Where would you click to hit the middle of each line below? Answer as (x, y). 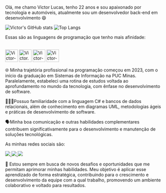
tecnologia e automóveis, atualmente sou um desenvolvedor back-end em (81, 12)
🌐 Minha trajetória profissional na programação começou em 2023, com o (82, 70)
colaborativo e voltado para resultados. (45, 185)
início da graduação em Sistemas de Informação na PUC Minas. (71, 75)
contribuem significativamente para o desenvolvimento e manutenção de (80, 129)
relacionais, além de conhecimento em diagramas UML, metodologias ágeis (83, 106)
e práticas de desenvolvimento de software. (50, 112)
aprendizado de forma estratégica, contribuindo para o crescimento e (77, 175)
